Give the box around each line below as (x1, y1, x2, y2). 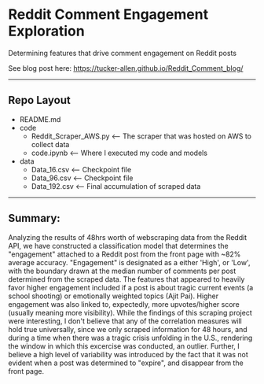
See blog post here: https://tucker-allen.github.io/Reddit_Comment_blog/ (8, 63, 244, 72)
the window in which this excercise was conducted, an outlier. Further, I (8, 341, 240, 351)
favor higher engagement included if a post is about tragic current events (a (8, 282, 254, 292)
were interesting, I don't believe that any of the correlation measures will (8, 316, 242, 326)
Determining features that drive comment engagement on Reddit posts (8, 48, 237, 57)
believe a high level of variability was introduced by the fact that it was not (8, 349, 249, 359)
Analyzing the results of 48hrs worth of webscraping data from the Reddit (8, 232, 247, 242)
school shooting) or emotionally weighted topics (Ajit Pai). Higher (8, 291, 218, 301)
